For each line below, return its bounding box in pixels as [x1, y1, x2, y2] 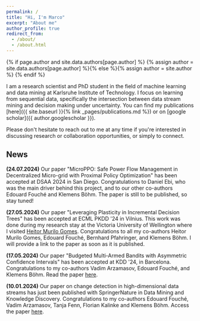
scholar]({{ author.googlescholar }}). [6, 114, 96, 121]
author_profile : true [6, 25, 60, 32]
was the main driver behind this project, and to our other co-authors [6, 184, 173, 192]
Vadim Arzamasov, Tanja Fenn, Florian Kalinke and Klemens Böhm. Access [6, 301, 189, 308]
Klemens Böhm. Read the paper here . [6, 271, 98, 278]
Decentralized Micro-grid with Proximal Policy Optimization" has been [6, 171, 177, 179]
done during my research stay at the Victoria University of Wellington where [6, 221, 192, 229]
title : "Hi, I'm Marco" [6, 14, 65, 20]
